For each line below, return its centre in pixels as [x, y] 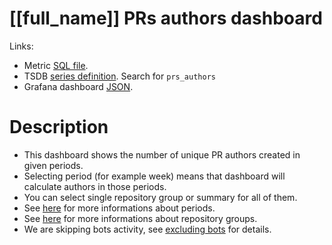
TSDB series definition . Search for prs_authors [119, 76]
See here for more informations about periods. [119, 208]
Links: [21, 46]
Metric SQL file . [56, 65]
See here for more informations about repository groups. [140, 218]
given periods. [53, 165]
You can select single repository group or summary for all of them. [160, 197]
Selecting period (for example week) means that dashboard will [154, 176]
